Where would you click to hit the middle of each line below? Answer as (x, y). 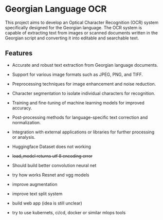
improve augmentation (35, 184)
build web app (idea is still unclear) (47, 203)
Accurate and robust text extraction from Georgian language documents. (85, 65)
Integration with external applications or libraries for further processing (83, 132)
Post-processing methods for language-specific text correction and (80, 117)
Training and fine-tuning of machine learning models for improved (78, 103)
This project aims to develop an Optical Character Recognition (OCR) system (82, 22)
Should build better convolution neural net (54, 165)
